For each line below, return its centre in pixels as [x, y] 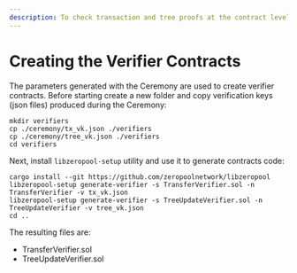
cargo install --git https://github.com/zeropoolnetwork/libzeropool [140, 177]
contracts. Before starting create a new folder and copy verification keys [141, 95]
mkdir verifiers [39, 121]
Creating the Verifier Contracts [125, 61]
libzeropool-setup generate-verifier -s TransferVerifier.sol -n [132, 184]
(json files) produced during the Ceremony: [88, 105]
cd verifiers [33, 144]
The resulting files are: [50, 232]
